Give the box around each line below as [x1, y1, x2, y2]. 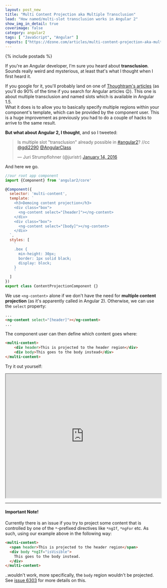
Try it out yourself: [5, 363, 43, 369]
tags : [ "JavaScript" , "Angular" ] [5, 35, 79, 40]
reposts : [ [5, 40, 28, 45]
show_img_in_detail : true [5, 21, 58, 26]
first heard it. [5, 73, 31, 79]
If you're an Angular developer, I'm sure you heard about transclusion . [5, 63, 149, 68]
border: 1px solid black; [18, 256, 72, 261]
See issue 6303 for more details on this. [5, 578, 86, 584]
